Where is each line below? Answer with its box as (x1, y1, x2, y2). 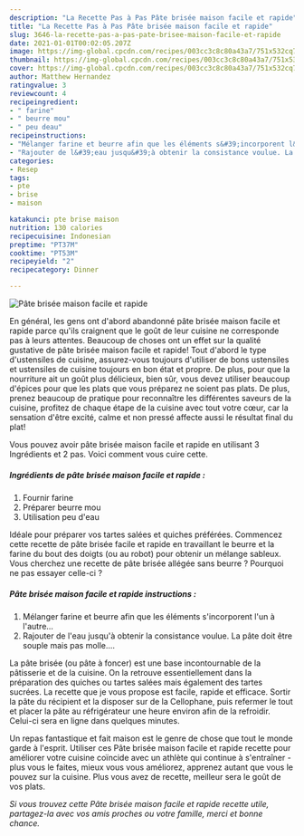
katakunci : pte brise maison (9, 215, 119, 224)
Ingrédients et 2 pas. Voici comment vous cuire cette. (9, 449, 208, 459)
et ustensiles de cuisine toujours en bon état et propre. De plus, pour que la (9, 364, 290, 374)
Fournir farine (22, 492, 74, 503)
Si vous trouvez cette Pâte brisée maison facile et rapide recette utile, (9, 798, 270, 809)
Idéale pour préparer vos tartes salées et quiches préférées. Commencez (9, 529, 283, 540)
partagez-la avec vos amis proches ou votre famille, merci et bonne (9, 808, 263, 819)
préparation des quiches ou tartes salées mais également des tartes (9, 677, 263, 687)
